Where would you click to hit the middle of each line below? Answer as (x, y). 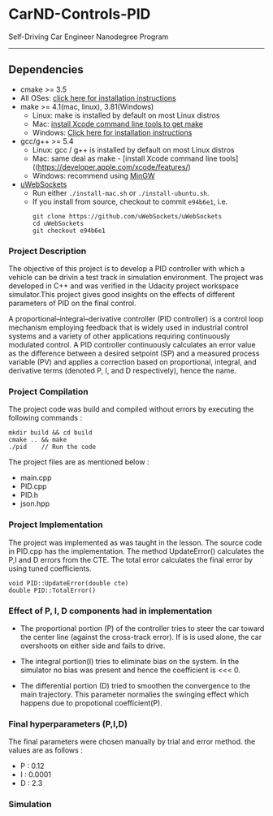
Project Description (48, 251)
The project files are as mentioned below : (79, 462)
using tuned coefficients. (50, 568)
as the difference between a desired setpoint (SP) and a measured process (134, 353)
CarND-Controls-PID (80, 14)
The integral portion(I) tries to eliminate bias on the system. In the (130, 661)
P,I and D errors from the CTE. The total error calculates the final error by (131, 559)
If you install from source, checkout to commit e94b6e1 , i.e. (130, 201)
